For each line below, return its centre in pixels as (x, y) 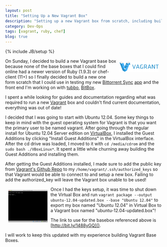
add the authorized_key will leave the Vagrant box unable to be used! (76, 180)
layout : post (19, 10)
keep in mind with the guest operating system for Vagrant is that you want (81, 123)
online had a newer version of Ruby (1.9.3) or (51, 72)
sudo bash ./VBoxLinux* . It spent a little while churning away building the (80, 149)
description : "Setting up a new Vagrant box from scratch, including (79, 21)
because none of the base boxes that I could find (55, 66)
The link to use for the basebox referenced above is (103, 220)
